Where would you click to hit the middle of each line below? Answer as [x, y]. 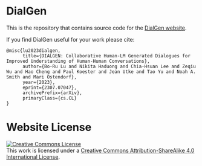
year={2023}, [39, 82]
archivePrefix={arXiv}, [52, 93]
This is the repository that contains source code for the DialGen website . [96, 28]
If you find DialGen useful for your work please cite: [70, 39]
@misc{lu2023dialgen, [34, 50]
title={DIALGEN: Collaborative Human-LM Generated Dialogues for [106, 56]
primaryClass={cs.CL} [50, 98]
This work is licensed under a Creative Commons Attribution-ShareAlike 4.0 [100, 150]
